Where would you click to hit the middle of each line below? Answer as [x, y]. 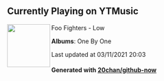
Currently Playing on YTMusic [73, 11]
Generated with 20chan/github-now [104, 70]
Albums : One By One [81, 41]
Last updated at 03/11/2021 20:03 [98, 54]
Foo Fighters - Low [78, 27]
